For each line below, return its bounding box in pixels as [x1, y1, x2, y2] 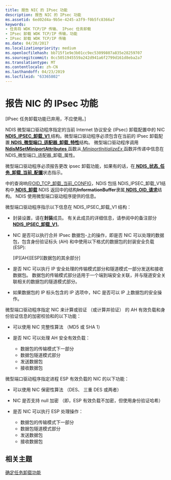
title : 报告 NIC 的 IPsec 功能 [5, 7, 68, 13]
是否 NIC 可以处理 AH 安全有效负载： [12, 335, 91, 341]
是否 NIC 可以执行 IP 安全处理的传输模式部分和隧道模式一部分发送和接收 [12, 266, 164, 272]
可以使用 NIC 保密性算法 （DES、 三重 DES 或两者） [12, 386, 122, 392]
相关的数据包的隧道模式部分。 [17, 278, 80, 285]
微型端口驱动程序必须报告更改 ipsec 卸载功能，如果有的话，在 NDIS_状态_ [5, 163, 160, 169]
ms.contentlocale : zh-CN [5, 64, 58, 70]
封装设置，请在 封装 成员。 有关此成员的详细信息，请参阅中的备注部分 [12, 214, 157, 221]
